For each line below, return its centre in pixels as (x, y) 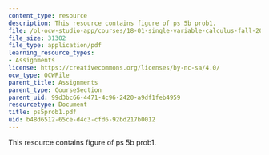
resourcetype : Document (48, 105)
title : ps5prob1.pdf (43, 113)
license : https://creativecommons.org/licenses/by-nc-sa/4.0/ (114, 68)
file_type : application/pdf (55, 46)
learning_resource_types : (51, 53)
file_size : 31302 (37, 38)
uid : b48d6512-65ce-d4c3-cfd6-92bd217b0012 (82, 120)
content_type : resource (48, 16)
